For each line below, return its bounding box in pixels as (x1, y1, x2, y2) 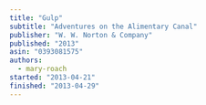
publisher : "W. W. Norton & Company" (9, 30, 153, 39)
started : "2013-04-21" (9, 73, 96, 82)
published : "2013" (9, 38, 79, 48)
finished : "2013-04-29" (9, 81, 100, 90)
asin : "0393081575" (9, 47, 84, 57)
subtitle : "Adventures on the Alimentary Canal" (9, 22, 198, 31)
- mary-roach (17, 65, 67, 74)
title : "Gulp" (9, 13, 64, 23)
